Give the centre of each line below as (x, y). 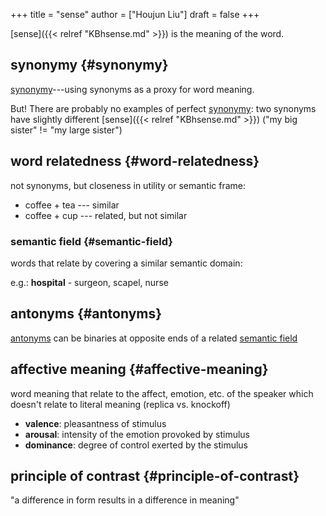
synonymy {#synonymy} (89, 65)
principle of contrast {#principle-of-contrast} (155, 475)
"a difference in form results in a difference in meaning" (125, 500)
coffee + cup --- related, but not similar (106, 215)
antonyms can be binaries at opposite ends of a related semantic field (154, 338)
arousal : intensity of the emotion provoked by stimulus (137, 434)
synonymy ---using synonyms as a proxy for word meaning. (132, 89)
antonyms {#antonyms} (86, 314)
